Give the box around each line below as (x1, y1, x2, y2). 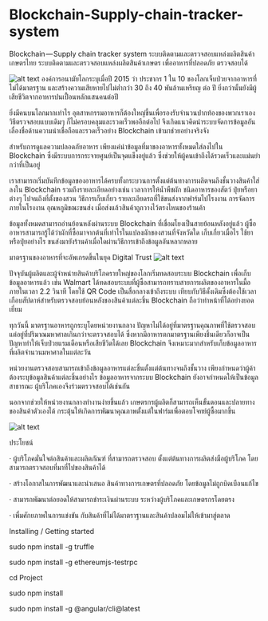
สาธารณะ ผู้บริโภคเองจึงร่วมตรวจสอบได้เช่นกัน (9, 381, 131, 390)
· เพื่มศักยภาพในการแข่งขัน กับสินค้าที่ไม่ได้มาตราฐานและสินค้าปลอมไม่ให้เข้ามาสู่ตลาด (9, 510, 231, 520)
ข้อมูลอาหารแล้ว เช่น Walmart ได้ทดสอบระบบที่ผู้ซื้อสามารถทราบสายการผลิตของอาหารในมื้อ (9, 277, 251, 287)
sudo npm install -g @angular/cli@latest (9, 603, 140, 613)
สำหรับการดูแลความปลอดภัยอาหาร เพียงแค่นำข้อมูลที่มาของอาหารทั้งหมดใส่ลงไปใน (9, 141, 223, 151)
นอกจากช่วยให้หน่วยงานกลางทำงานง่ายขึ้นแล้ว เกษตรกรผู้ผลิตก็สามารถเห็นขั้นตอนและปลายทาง (9, 397, 255, 406)
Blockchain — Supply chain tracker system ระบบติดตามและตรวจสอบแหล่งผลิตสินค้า (9, 49, 254, 58)
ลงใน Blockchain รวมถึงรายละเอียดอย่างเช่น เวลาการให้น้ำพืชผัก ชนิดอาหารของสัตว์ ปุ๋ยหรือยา (9, 184, 258, 194)
